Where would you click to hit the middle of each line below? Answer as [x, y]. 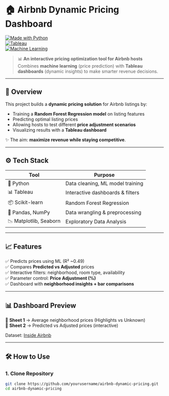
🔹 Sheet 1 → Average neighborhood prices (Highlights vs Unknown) [75, 320]
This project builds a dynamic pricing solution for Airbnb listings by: [76, 104]
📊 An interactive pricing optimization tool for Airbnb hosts [80, 59]
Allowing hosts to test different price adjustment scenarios [74, 125]
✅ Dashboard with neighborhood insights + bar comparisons [70, 284]
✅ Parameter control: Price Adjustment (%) [51, 278]
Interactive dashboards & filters [102, 193]
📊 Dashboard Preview [41, 305]
